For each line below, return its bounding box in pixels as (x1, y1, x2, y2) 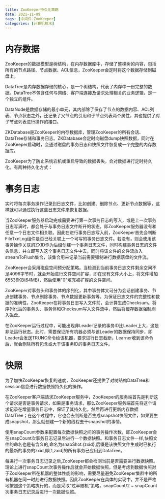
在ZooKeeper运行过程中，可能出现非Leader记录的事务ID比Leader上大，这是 (5, 323, 159, 329)
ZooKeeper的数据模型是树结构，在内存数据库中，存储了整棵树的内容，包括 (5, 61, 157, 67)
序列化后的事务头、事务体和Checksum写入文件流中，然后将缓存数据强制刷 (5, 306, 156, 312)
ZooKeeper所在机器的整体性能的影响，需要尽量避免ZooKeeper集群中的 (9, 470, 153, 476)
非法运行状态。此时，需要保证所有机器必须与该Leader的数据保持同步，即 (5, 329, 153, 335)
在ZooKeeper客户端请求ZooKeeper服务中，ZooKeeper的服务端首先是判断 (5, 394, 154, 400)
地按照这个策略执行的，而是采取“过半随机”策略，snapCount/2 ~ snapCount (5, 483, 157, 489)
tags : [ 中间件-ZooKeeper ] (5, 16, 56, 21)
